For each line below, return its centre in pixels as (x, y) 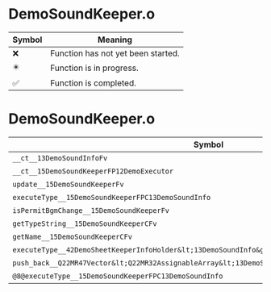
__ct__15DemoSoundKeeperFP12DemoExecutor (93, 171)
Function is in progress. (94, 68)
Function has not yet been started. (115, 53)
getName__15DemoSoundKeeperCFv (73, 236)
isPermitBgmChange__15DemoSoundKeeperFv (91, 210)
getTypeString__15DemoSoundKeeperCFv (85, 223)
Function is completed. (93, 83)
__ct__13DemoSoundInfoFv (60, 158)
